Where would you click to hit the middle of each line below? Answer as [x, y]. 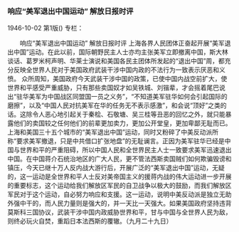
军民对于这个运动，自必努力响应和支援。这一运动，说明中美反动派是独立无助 [119, 194]
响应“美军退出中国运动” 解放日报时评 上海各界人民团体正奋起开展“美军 [122, 43]
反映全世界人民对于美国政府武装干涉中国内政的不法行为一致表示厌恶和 [116, 70]
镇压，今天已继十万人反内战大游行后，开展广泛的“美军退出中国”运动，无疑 [116, 168]
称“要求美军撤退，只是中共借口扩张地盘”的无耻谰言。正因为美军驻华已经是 [116, 141]
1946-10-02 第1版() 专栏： [46, 28]
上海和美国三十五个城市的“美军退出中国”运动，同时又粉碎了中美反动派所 [113, 132]
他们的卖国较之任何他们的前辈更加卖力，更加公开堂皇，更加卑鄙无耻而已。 [122, 123]
